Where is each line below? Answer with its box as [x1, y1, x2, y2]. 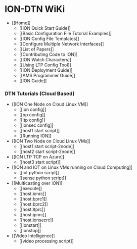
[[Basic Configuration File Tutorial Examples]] [19, 30, 112, 36]
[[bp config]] [19, 112, 46, 118]
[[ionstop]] [19, 228, 41, 234]
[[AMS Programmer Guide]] [19, 72, 75, 78]
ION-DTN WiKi [4, 3, 65, 15]
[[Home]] [11, 20, 31, 26]
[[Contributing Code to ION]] [19, 51, 78, 57]
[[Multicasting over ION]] [11, 180, 63, 186]
